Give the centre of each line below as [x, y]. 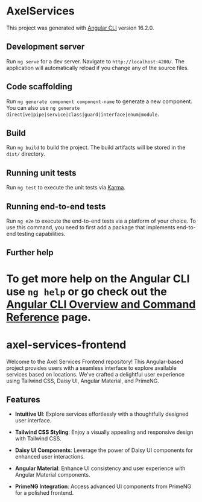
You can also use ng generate [43, 107]
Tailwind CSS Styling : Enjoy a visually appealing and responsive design [104, 432]
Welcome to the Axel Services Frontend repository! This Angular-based [95, 361]
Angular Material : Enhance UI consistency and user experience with [100, 468]
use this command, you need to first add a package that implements [91, 227]
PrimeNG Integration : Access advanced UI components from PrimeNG [103, 486]
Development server [46, 47]
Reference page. [49, 317]
